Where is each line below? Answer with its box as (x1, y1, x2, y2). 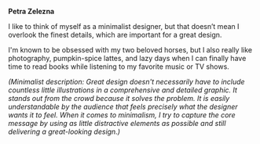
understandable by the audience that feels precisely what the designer (8, 102, 238, 111)
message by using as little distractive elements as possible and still (8, 119, 226, 128)
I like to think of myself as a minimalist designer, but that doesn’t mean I (8, 22, 240, 31)
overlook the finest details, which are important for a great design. (8, 31, 222, 39)
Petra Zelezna (8, 7, 55, 16)
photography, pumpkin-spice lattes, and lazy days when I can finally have (8, 54, 247, 63)
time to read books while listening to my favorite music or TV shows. (8, 62, 229, 71)
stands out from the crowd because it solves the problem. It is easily (8, 94, 230, 103)
